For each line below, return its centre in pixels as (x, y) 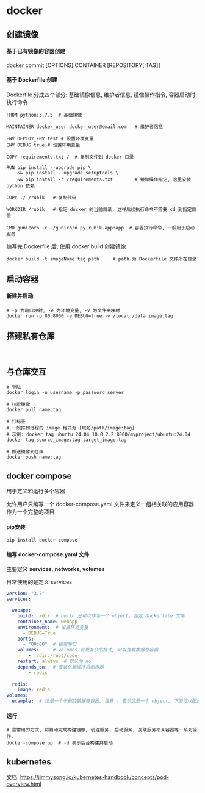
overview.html (24, 784)
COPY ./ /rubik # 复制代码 (41, 198)
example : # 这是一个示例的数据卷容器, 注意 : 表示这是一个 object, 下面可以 (102, 701)
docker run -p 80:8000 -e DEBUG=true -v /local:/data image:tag (90, 316)
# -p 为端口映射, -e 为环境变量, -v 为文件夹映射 (63, 310)
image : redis (34, 690)
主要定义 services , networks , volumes (56, 569)
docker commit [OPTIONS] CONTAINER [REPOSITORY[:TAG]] (83, 65)
